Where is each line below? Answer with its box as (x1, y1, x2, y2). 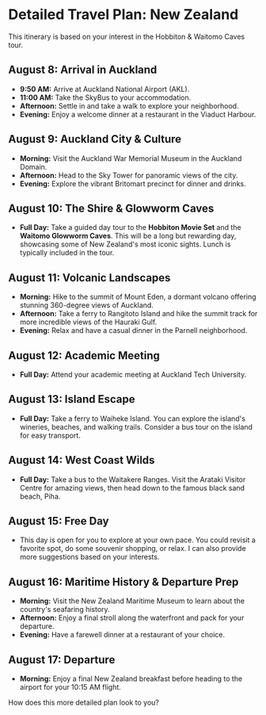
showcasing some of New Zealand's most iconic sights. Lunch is (19, 239, 231, 249)
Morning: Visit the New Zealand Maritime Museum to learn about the (19, 596, 245, 606)
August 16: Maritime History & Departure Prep (8, 575, 239, 588)
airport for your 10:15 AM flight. (19, 682, 121, 692)
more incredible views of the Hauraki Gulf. (19, 317, 158, 327)
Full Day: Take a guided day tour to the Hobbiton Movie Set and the (19, 223, 241, 232)
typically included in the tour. (19, 248, 115, 258)
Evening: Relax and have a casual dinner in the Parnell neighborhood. (19, 326, 248, 335)
